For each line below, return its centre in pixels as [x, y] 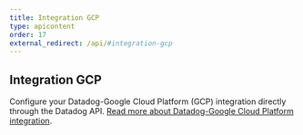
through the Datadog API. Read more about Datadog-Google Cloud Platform [151, 111]
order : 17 [28, 34]
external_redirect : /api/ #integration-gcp [91, 43]
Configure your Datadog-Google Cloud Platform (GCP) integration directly [148, 101]
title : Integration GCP [55, 18]
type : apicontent [42, 26]
